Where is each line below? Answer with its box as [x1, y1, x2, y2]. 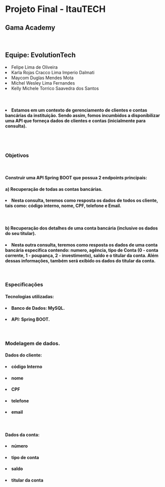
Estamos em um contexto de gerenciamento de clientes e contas [11, 107, 148, 113]
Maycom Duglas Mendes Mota [11, 75, 74, 81]
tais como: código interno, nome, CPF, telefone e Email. [5, 203, 121, 209]
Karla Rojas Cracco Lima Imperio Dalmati [11, 69, 95, 75]
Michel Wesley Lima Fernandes [11, 80, 75, 86]
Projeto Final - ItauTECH [5, 3, 106, 15]
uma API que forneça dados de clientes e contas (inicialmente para [5, 118, 146, 124]
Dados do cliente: [5, 352, 42, 358]
